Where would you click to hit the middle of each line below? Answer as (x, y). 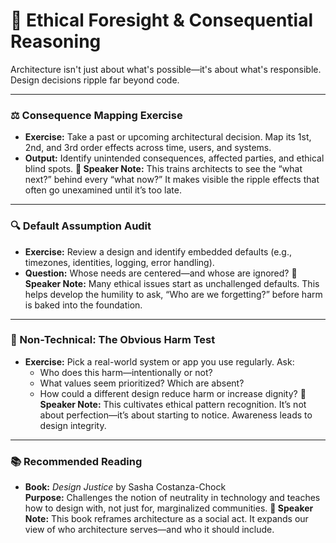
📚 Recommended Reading (76, 461)
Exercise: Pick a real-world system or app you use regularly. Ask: (159, 361)
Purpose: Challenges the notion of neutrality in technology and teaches (172, 498)
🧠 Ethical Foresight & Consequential (162, 20)
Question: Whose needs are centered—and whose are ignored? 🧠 (161, 273)
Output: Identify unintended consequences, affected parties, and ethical (174, 158)
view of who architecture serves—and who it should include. (149, 530)
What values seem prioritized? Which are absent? (142, 383)
